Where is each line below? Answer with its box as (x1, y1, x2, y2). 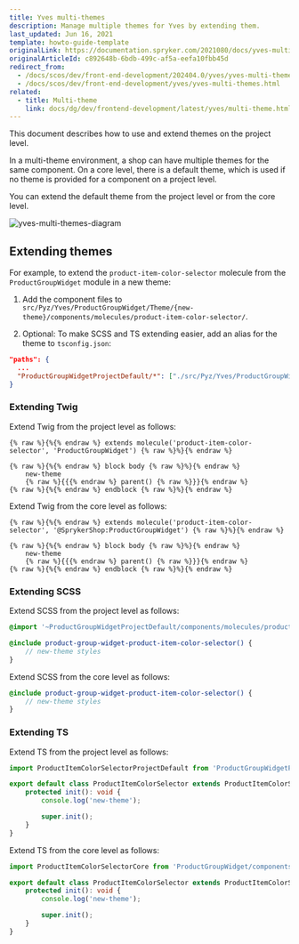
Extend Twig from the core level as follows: (9, 500, 167, 512)
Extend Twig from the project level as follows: (9, 421, 176, 432)
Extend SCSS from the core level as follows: (9, 671, 171, 682)
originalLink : (9, 46, 62, 55)
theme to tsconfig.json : (21, 338, 112, 349)
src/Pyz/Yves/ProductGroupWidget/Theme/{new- (21, 303, 194, 312)
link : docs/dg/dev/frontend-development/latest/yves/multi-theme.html (25, 104, 293, 113)
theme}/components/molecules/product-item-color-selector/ (21, 313, 246, 322)
